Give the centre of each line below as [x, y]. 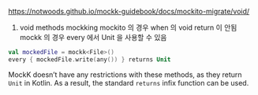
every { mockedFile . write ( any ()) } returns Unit [90, 59]
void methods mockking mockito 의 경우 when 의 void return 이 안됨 [128, 27]
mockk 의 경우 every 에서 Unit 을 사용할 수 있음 [93, 37]
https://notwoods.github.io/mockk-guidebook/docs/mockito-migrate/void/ [129, 11]
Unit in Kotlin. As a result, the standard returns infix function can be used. [129, 82]
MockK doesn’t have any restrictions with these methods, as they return [125, 75]
